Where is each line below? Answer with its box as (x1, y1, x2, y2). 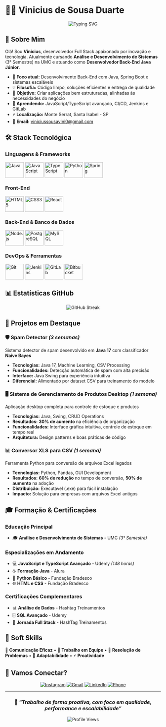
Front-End (5, 184, 30, 191)
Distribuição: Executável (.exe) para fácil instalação (12, 485, 118, 491)
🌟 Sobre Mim (5, 35, 45, 44)
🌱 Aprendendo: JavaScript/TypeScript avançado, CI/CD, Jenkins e (12, 100, 149, 106)
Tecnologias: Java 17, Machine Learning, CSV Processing (12, 362, 130, 368)
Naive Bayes (5, 352, 31, 359)
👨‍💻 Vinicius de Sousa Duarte (5, 4, 124, 16)
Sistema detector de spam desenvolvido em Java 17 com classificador (5, 347, 149, 353)
